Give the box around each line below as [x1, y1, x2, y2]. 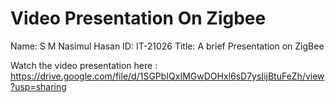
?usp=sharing [10, 80, 67, 92]
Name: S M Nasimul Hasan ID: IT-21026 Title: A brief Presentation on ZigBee [10, 40, 325, 52]
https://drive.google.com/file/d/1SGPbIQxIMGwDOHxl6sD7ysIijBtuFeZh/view [10, 70, 325, 82]
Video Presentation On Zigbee [10, 7, 267, 30]
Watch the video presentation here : [10, 59, 158, 71]
